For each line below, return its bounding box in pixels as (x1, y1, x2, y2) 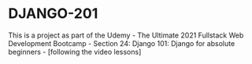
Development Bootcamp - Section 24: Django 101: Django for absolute (8, 38, 235, 48)
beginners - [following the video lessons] (8, 47, 142, 56)
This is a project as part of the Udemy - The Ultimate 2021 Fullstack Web (8, 30, 244, 40)
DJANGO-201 (8, 5, 98, 23)
